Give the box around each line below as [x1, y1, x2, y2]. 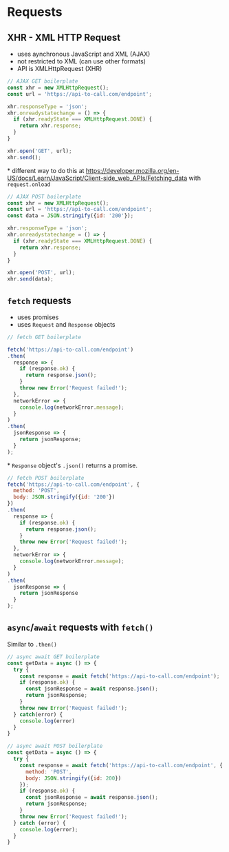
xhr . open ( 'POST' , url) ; [7, 270, 76, 276]
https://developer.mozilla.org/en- [85, 166, 179, 174]
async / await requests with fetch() [7, 622, 154, 633]
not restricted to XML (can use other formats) [17, 57, 146, 65]
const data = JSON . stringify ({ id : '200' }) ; [7, 212, 134, 219]
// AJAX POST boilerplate [7, 193, 81, 200]
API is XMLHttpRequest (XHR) [17, 65, 102, 72]
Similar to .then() [7, 640, 57, 648]
